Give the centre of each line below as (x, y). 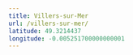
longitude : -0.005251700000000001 (67, 38)
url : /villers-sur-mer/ (49, 23)
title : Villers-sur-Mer (49, 16)
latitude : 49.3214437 (45, 31)
